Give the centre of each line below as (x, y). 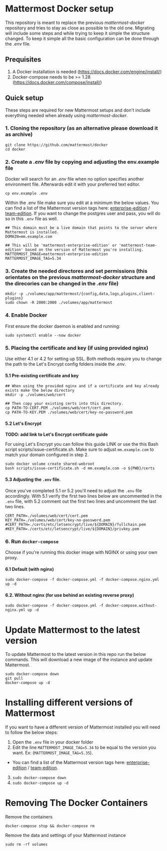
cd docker (15, 149)
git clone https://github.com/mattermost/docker (57, 145)
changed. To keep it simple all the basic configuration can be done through (82, 39)
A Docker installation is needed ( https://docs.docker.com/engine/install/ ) (87, 72)
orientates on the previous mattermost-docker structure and (80, 277)
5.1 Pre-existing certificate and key (42, 375)
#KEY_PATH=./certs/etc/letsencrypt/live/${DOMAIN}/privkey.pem (72, 529)
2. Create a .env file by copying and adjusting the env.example (82, 162)
